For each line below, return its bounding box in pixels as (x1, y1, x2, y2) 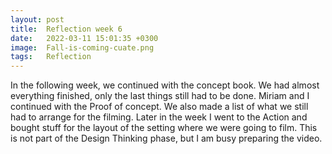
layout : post (10, 14, 65, 25)
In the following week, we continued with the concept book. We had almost (10, 79, 320, 91)
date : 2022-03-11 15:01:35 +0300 (10, 33, 159, 43)
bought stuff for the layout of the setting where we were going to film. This (10, 122, 318, 134)
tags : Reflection (10, 52, 92, 62)
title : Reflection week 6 (10, 24, 123, 34)
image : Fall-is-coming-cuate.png (10, 42, 155, 53)
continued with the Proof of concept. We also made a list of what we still (10, 101, 309, 113)
